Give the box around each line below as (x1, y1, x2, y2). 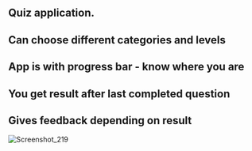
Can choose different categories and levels (8, 33, 227, 47)
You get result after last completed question (8, 87, 231, 100)
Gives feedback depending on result (8, 114, 192, 127)
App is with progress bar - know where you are (8, 60, 245, 74)
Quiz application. (8, 6, 95, 20)
